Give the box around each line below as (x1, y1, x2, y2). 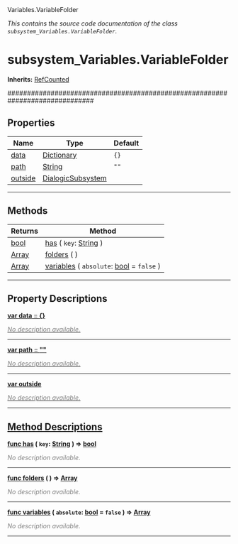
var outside (7, 380, 42, 388)
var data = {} (7, 311, 45, 320)
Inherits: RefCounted (7, 75, 69, 83)
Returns (11, 226, 39, 236)
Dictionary (42, 150, 77, 160)
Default (113, 138, 140, 148)
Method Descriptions (7, 420, 103, 433)
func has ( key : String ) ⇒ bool (7, 440, 97, 448)
